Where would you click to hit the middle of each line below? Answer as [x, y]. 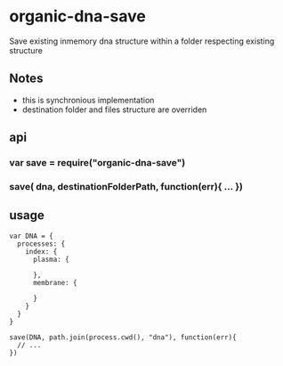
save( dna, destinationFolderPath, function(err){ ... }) [126, 186]
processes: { [41, 244]
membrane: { [55, 282]
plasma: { [51, 259]
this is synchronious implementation [88, 100]
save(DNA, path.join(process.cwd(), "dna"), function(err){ [123, 337]
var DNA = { [31, 236]
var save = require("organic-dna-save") [97, 163]
